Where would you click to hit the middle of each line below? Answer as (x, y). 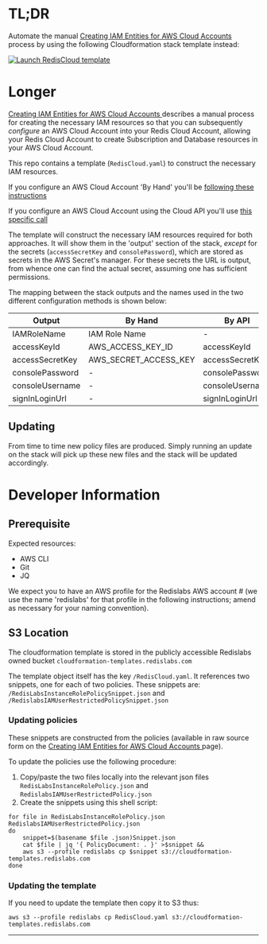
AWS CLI (34, 558)
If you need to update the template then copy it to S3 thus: (104, 903)
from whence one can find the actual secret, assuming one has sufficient (128, 268)
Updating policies (43, 721)
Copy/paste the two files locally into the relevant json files (114, 777)
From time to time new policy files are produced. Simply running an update (130, 445)
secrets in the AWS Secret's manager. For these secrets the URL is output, (130, 260)
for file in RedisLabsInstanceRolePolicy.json (87, 817)
